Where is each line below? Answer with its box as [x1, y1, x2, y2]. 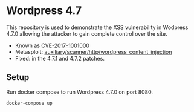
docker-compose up [6, 100, 53, 106]
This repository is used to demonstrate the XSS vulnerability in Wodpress [6, 24, 189, 31]
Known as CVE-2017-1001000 [15, 42, 89, 49]
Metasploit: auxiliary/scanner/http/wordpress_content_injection [15, 48, 172, 55]
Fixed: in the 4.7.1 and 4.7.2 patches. [15, 54, 105, 62]
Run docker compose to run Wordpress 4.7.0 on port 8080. [6, 88, 153, 96]
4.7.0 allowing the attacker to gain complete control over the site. [6, 30, 167, 37]
